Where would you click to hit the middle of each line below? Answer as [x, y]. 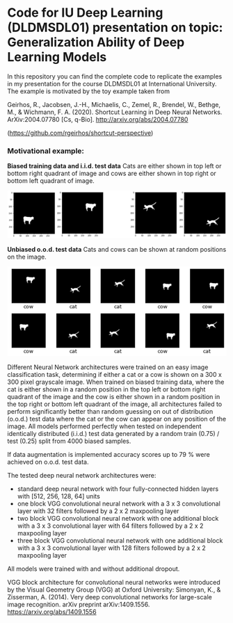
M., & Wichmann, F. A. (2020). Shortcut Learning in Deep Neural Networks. [115, 112]
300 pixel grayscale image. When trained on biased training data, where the [116, 382]
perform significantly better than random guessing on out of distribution [110, 412]
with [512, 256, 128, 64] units [59, 496]
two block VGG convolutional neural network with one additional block [118, 519]
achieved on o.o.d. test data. [48, 462]
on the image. [27, 257]
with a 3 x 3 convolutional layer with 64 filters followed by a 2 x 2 [110, 526]
